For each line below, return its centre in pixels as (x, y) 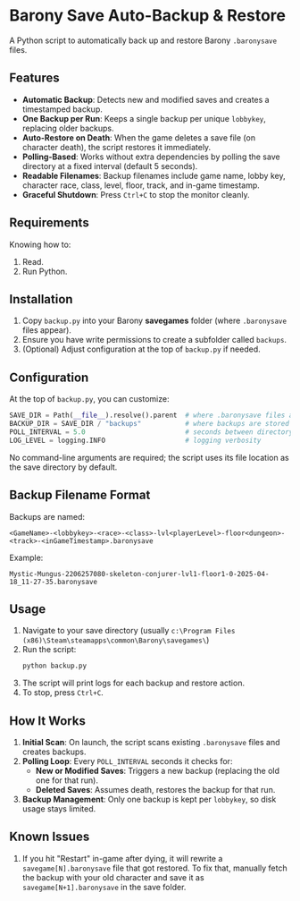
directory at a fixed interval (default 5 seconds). (110, 166)
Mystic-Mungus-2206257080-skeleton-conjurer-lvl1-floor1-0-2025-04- (139, 574)
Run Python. (45, 271)
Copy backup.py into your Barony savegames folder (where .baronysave (154, 321)
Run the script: (49, 650)
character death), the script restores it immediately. (117, 147)
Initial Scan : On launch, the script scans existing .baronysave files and (151, 742)
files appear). (46, 330)
